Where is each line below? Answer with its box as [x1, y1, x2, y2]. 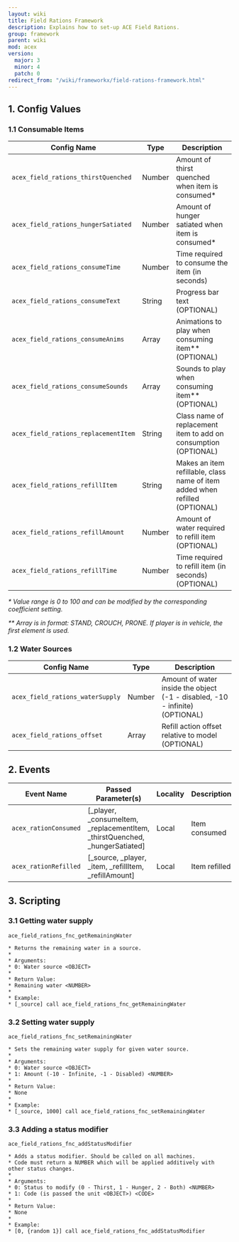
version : [8, 51, 34, 58]
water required [175, 523, 226, 533]
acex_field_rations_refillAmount [11, 528, 125, 537]
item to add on [175, 428, 224, 438]
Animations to [175, 317, 222, 327]
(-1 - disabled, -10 [161, 692, 228, 702]
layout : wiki [8, 10, 47, 18]
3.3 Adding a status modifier [8, 1125, 109, 1135]
